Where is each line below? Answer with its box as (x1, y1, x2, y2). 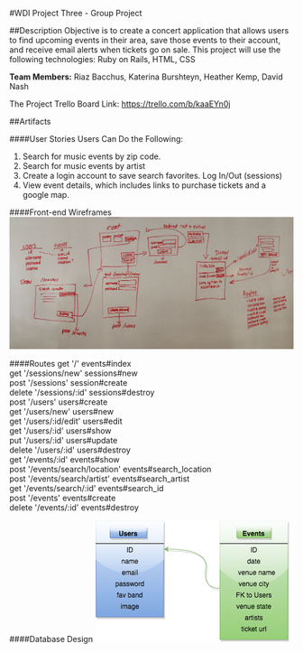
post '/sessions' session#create (9, 377, 128, 387)
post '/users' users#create (9, 396, 108, 407)
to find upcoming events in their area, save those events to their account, (9, 35, 281, 45)
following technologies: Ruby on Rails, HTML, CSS (9, 54, 196, 64)
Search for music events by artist (22, 161, 146, 171)
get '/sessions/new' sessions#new (9, 368, 138, 378)
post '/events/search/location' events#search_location (9, 463, 212, 474)
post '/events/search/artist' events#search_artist (9, 473, 190, 484)
